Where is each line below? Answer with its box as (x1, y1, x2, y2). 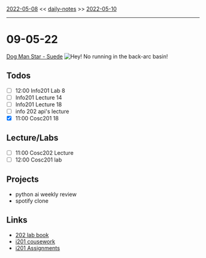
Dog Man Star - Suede (6, 52, 63, 60)
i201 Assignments (15, 244, 60, 251)
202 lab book (15, 231, 49, 238)
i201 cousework (15, 238, 55, 245)
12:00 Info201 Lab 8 (15, 87, 66, 94)
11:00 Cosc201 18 (15, 115, 59, 122)
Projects (6, 174, 39, 185)
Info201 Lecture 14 (15, 93, 63, 101)
